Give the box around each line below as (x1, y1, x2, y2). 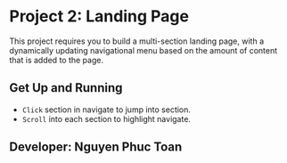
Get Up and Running (9, 80, 123, 95)
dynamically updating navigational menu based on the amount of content (9, 45, 278, 55)
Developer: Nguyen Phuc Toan (9, 140, 183, 155)
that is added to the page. (9, 54, 104, 65)
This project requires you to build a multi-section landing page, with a (9, 36, 265, 46)
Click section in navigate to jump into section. (21, 104, 192, 115)
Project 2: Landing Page (9, 6, 190, 27)
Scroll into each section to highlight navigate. (21, 113, 192, 124)
